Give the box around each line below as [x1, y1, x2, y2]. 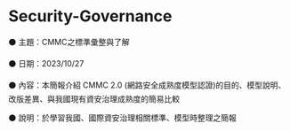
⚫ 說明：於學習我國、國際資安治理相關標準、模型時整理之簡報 [8, 112, 237, 123]
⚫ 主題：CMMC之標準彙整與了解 [8, 36, 130, 47]
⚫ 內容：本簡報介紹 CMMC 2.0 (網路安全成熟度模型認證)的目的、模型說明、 [8, 80, 286, 90]
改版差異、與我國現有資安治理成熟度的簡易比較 [8, 93, 180, 104]
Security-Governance [8, 6, 173, 27]
